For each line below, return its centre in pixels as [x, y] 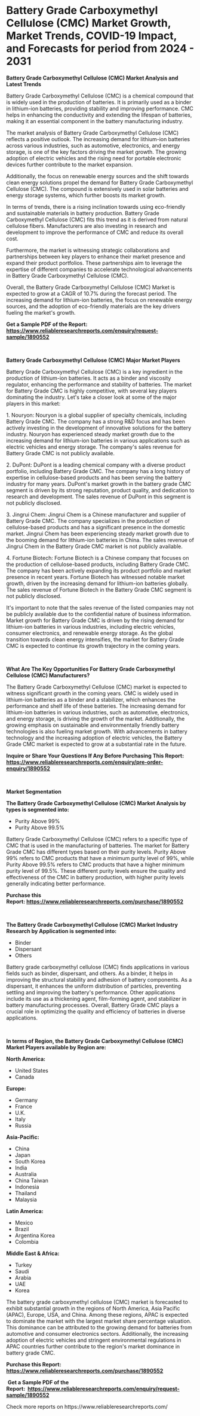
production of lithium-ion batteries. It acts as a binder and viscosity [89, 378]
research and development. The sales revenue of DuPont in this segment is [99, 497]
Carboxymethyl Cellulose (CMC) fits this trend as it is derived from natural [97, 220]
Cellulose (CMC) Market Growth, [89, 23]
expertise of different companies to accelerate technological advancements [99, 269]
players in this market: [33, 403]
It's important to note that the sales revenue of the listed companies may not [100, 607]
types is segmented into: [38, 809]
